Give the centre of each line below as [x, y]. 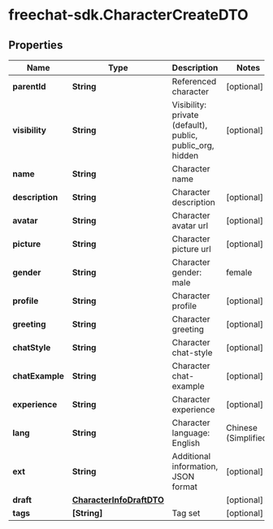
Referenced [194, 81]
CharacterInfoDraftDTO [118, 500]
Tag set [186, 513]
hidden [185, 156]
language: [191, 433]
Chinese [242, 428]
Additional [191, 456]
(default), [190, 125]
